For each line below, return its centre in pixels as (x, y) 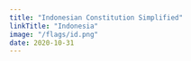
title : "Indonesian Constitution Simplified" (96, 17)
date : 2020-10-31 (42, 43)
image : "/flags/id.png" (54, 34)
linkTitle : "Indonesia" (54, 26)
